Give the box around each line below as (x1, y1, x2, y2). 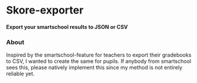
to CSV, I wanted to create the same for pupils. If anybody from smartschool (6, 58, 191, 65)
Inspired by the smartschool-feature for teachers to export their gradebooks (6, 51, 192, 59)
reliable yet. (6, 70, 35, 77)
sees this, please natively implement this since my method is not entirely (6, 64, 182, 71)
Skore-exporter (6, 4, 84, 17)
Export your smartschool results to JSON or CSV (6, 23, 128, 30)
